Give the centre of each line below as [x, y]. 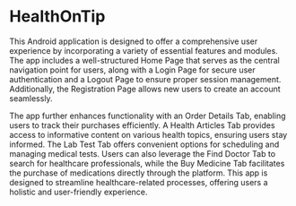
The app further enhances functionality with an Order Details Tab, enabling [148, 116]
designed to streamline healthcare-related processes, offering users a [139, 182]
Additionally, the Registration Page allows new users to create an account [145, 89]
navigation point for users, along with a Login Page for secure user [132, 70]
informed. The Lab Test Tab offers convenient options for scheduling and [144, 144]
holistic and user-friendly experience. [78, 192]
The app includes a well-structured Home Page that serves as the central [144, 60]
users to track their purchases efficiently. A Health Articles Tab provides [142, 125]
